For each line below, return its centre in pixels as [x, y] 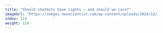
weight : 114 [17, 23]
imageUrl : [15, 14]
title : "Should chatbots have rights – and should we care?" [68, 9]
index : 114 [16, 18]
